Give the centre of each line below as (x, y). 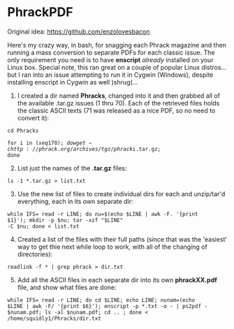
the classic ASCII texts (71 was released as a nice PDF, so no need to (116, 110)
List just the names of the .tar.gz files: (72, 168)
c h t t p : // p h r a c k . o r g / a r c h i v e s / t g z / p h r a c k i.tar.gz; (84, 149)
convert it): (33, 118)
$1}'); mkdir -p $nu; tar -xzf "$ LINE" (65, 220)
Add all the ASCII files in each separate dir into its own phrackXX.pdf (117, 279)
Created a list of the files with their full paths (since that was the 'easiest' (122, 239)
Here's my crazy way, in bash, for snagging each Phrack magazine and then (117, 45)
